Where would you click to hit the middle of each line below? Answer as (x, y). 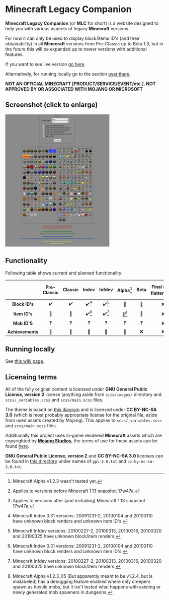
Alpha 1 (125, 290)
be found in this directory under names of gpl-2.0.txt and (66, 461)
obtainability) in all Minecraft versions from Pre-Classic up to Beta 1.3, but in (84, 43)
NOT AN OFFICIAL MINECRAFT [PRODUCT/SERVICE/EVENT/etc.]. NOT (80, 84)
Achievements (23, 331)
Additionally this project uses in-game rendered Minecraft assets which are (83, 436)
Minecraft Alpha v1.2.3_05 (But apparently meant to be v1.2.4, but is (82, 576)
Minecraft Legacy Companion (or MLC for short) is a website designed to (82, 23)
